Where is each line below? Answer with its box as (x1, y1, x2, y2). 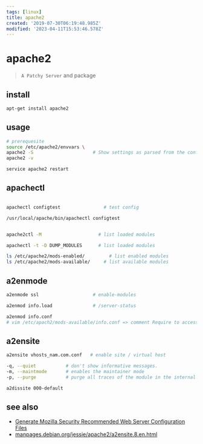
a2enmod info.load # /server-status (6, 302, 137, 309)
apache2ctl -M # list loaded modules (6, 231, 155, 237)
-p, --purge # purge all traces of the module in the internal (6, 374, 196, 380)
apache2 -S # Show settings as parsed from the (6, 150, 185, 156)
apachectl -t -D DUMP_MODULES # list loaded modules (6, 242, 155, 248)
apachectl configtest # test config (6, 204, 139, 210)
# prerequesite (6, 138, 45, 144)
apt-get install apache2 (6, 105, 69, 111)
